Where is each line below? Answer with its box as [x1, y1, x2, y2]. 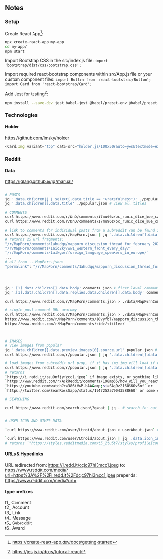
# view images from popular [5, 343, 62, 348]
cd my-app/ [5, 44, 27, 49]
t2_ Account [5, 505, 29, 510]
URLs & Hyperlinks [5, 451, 44, 457]
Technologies [5, 112, 38, 119]
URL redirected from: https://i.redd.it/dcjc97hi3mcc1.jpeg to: [5, 462, 125, 468]
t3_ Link [5, 510, 21, 516]
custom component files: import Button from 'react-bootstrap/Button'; [5, 76, 152, 82]
